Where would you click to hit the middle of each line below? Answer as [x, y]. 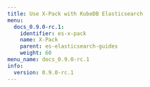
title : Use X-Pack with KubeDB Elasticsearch [75, 14]
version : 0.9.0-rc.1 [44, 72]
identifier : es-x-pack [53, 33]
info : [15, 66]
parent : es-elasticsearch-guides [69, 46]
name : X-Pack [39, 40]
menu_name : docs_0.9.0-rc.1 [49, 60]
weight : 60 [36, 53]
